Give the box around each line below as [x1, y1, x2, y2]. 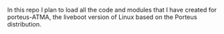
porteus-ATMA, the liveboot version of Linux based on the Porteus [7, 13, 198, 21]
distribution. [7, 20, 42, 28]
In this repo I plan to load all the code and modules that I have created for [7, 6, 217, 14]
